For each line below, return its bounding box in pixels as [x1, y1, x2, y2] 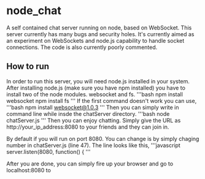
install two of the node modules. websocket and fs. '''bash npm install [6, 90, 183, 98]
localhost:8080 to [6, 166, 51, 173]
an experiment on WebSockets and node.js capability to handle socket [6, 37, 185, 44]
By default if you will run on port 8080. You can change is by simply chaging [6, 135, 199, 142]
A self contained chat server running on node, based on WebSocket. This [6, 24, 192, 31]
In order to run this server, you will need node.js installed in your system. [6, 77, 190, 85]
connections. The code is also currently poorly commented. [6, 44, 158, 51]
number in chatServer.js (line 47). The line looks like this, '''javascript [6, 142, 181, 149]
